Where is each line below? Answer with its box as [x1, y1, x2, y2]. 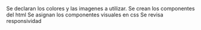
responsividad [6, 18, 42, 24]
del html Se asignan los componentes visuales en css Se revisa [6, 11, 164, 18]
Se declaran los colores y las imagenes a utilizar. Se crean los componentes [6, 5, 195, 12]
